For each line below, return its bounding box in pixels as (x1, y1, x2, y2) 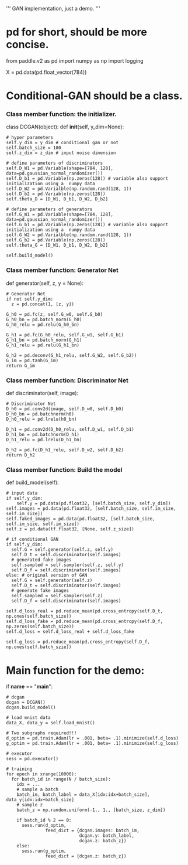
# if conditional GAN (6, 536, 59, 543)
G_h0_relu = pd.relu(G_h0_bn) (6, 322, 80, 328)
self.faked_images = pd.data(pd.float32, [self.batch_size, (6, 516, 156, 522)
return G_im (6, 363, 35, 369)
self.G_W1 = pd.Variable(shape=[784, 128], (6, 212, 114, 217)
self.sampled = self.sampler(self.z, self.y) (11, 562, 124, 568)
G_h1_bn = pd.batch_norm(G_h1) (6, 337, 82, 343)
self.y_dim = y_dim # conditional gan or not (6, 140, 119, 146)
